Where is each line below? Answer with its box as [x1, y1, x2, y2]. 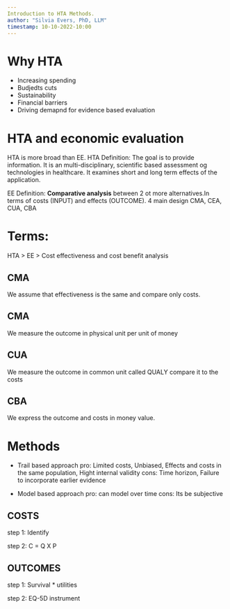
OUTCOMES [7, 562, 61, 574]
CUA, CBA [7, 204, 37, 213]
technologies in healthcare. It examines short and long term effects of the [7, 168, 217, 176]
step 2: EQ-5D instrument [7, 594, 81, 602]
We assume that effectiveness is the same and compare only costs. [7, 290, 201, 299]
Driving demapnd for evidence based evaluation [17, 106, 155, 114]
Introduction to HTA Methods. [7, 10, 95, 17]
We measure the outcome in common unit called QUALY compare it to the [7, 368, 219, 376]
